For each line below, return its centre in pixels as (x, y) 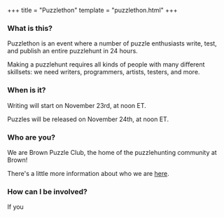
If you (16, 207)
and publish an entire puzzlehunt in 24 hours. (72, 51)
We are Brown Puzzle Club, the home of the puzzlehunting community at (112, 152)
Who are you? (31, 137)
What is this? (30, 28)
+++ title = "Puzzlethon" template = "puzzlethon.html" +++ (92, 10)
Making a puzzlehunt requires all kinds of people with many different (106, 64)
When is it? (27, 90)
